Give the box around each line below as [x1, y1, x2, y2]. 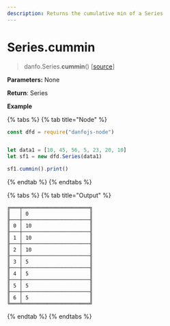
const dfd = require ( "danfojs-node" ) [7, 128, 115, 136]
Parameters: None [7, 75, 60, 84]
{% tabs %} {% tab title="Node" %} [7, 115, 107, 123]
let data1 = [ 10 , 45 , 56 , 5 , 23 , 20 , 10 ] [7, 147, 127, 154]
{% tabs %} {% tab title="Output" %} [7, 191, 111, 199]
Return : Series [7, 88, 48, 97]
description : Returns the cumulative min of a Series [7, 10, 164, 17]
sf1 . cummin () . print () [7, 166, 69, 173]
